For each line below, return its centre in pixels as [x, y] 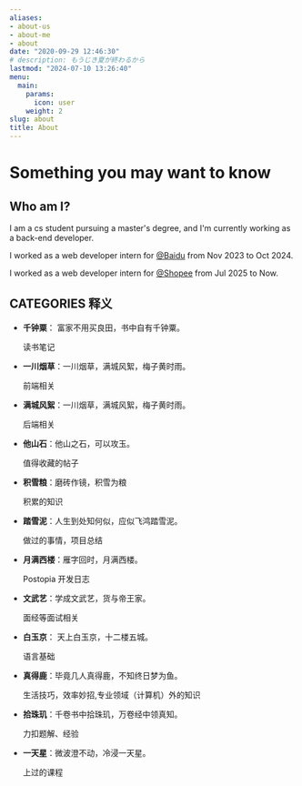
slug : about [32, 119]
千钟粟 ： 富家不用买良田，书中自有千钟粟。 [103, 327]
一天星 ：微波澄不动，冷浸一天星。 [86, 752]
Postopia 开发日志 [56, 579]
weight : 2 [45, 111]
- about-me [30, 35]
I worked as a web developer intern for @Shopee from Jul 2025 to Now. [144, 273]
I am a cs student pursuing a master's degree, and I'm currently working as [150, 228]
